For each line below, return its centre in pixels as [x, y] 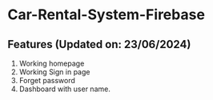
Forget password [47, 80]
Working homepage [52, 63]
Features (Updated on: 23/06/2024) [99, 44]
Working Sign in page [54, 72]
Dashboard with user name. [65, 89]
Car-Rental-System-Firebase [106, 15]
